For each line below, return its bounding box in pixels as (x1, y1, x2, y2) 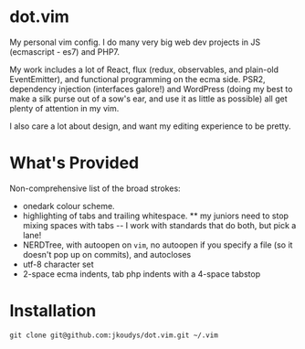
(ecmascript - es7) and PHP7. (9, 46, 121, 57)
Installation (9, 301, 97, 322)
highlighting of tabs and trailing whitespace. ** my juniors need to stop (22, 210, 289, 221)
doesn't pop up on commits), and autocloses (22, 249, 192, 259)
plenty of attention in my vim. (9, 102, 120, 113)
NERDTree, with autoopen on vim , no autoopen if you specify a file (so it (22, 239, 293, 250)
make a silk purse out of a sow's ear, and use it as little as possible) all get (9, 93, 288, 104)
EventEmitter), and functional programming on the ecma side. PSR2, (9, 73, 267, 84)
